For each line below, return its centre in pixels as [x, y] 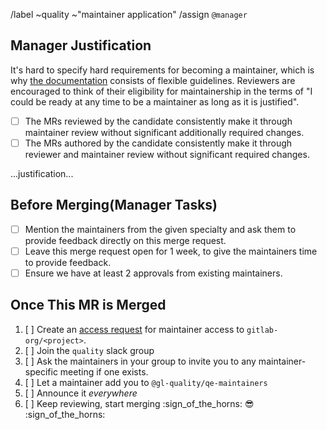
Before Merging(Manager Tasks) [114, 205]
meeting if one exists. [104, 371]
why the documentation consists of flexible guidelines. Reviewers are [153, 80]
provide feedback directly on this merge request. [125, 240]
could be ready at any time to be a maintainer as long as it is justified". [155, 101]
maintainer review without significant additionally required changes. [164, 132]
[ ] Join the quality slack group [89, 350]
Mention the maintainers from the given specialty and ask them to [160, 229]
